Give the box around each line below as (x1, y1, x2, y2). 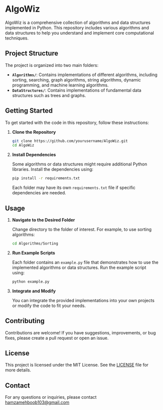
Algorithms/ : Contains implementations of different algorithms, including (12, 72, 158, 78)
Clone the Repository (12, 129, 56, 135)
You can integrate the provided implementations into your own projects (12, 297, 155, 303)
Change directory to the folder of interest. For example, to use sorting (12, 226, 152, 232)
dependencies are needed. (12, 190, 67, 196)
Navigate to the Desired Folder (12, 217, 75, 223)
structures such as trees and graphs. (12, 92, 86, 98)
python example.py (12, 279, 50, 284)
